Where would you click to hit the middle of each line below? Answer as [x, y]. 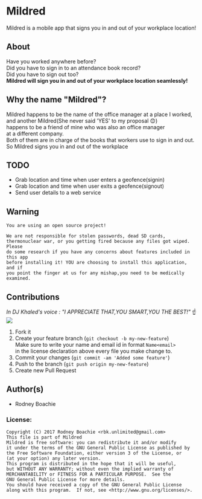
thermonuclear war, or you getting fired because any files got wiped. [98, 242]
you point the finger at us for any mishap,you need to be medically [96, 273]
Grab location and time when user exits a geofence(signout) [90, 186]
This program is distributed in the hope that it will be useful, [91, 464]
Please [14, 247]
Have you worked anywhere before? [51, 61]
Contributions [33, 297]
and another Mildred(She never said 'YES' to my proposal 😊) [82, 121]
